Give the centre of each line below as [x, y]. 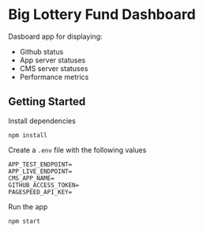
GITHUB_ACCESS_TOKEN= [44, 185]
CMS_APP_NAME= [32, 178]
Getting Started [47, 101]
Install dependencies [42, 121]
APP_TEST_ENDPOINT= [40, 164]
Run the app [28, 206]
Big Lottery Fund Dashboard [102, 15]
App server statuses [53, 60]
